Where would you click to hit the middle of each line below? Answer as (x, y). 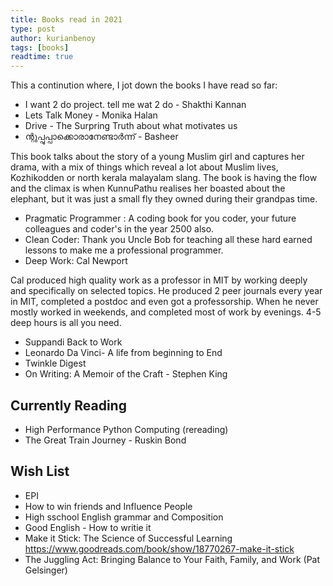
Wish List (40, 471)
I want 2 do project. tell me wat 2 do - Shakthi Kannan (135, 105)
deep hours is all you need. (66, 323)
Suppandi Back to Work (73, 342)
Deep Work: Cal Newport (76, 261)
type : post (33, 29)
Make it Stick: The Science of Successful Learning (128, 538)
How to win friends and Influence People (108, 506)
